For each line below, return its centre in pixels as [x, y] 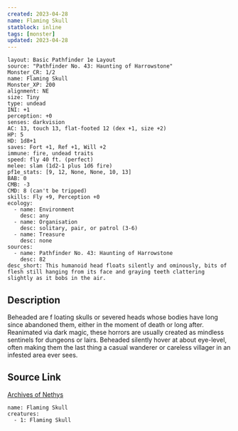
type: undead [27, 104]
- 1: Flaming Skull [43, 420]
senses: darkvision [36, 123]
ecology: [20, 204]
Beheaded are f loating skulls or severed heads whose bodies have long [113, 317]
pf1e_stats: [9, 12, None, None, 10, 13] [70, 172]
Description [34, 300]
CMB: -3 [19, 185]
